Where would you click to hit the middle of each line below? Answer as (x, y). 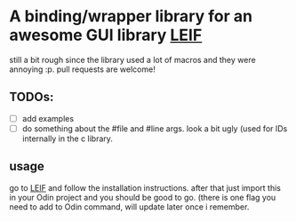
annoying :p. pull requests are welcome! (82, 69)
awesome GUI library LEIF (106, 35)
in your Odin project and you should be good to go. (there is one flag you (143, 197)
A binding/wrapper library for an (131, 16)
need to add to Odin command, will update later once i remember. (129, 207)
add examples (48, 118)
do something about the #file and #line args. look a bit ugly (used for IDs (155, 128)
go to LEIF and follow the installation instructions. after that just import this (145, 187)
